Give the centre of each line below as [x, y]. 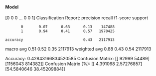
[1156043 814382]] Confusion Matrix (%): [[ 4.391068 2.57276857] [74, 64]
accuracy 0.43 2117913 [60, 40]
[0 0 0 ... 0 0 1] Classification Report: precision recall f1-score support [77, 18]
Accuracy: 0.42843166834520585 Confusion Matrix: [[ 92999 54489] [77, 59]
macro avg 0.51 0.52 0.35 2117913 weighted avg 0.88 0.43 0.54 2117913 [78, 49]
